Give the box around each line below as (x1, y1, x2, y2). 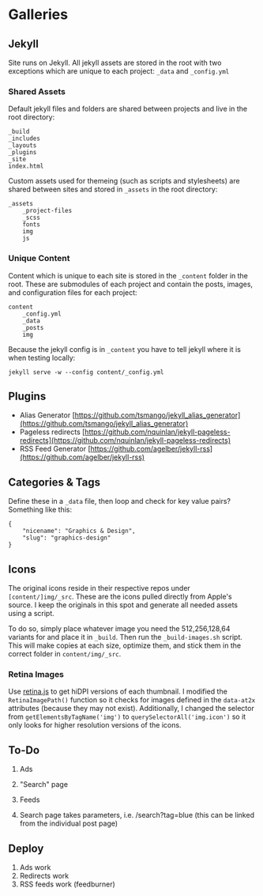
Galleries (8, 6, 69, 24)
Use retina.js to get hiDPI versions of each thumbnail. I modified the (8, 686, 227, 697)
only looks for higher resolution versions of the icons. (8, 720, 182, 730)
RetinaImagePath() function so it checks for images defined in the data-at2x (8, 695, 256, 705)
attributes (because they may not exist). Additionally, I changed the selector (8, 704, 254, 713)
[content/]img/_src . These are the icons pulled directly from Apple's (8, 592, 232, 602)
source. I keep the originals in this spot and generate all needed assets (8, 600, 239, 610)
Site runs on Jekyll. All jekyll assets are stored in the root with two (8, 58, 222, 67)
